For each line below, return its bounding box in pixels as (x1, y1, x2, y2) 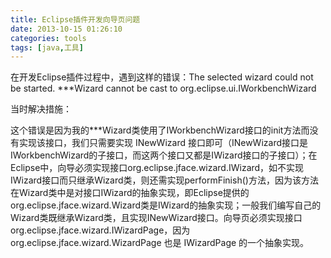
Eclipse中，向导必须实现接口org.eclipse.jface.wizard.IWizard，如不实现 (10, 162, 305, 174)
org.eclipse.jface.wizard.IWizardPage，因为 (10, 224, 191, 236)
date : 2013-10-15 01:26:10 (10, 24, 123, 34)
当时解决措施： (10, 103, 72, 115)
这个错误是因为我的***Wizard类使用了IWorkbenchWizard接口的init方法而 (10, 124, 310, 136)
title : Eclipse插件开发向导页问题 (10, 14, 141, 25)
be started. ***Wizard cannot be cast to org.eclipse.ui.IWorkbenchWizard (10, 82, 317, 95)
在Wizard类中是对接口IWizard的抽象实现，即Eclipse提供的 (10, 187, 250, 199)
